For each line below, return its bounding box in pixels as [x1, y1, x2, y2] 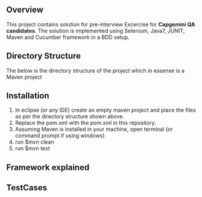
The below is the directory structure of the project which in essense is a [6, 67, 185, 74]
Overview [6, 5, 44, 15]
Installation [6, 91, 49, 101]
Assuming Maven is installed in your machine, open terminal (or [14, 126, 173, 133]
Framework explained [6, 162, 90, 172]
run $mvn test [14, 145, 50, 152]
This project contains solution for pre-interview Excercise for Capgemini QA [6, 20, 196, 28]
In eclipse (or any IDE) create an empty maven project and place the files [14, 106, 196, 114]
